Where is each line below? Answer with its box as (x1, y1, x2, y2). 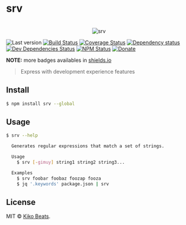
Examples (11, 170, 33, 176)
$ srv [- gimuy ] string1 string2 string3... (16, 160, 125, 166)
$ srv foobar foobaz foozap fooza (16, 176, 101, 181)
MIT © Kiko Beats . (6, 213, 51, 220)
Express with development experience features (20, 68, 135, 75)
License (6, 197, 36, 207)
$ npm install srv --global (6, 101, 75, 107)
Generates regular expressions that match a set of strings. (11, 143, 165, 149)
